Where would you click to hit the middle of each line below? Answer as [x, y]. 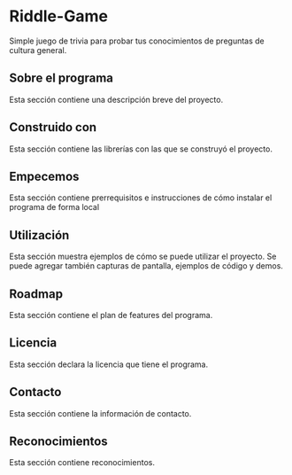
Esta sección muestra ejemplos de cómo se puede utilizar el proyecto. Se [143, 257]
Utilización [39, 235]
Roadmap [36, 294]
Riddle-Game [59, 16]
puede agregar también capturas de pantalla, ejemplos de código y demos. [146, 266]
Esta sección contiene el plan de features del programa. [111, 315]
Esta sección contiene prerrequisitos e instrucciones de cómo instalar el [141, 198]
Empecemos [44, 176]
